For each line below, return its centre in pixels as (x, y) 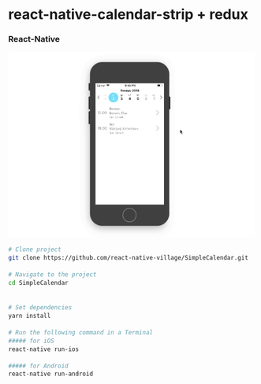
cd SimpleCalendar (38, 282)
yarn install (30, 316)
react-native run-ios (44, 349)
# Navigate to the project (52, 274)
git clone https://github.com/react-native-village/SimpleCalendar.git (128, 258)
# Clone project (35, 249)
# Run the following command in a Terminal (81, 333)
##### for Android (38, 366)
